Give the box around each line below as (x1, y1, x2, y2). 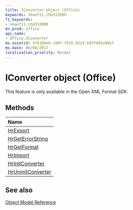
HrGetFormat (8, 143, 39, 151)
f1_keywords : (5, 17, 33, 22)
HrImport (8, 152, 29, 159)
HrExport (8, 127, 29, 134)
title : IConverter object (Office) (5, 7, 80, 13)
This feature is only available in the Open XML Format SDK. (5, 88, 128, 95)
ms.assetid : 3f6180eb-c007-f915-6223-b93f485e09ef (5, 41, 114, 46)
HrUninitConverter (8, 168, 52, 175)
